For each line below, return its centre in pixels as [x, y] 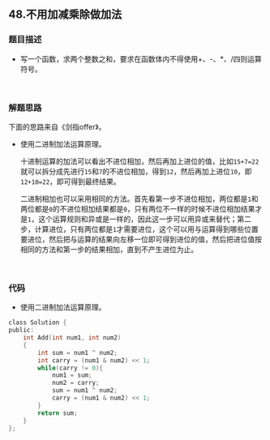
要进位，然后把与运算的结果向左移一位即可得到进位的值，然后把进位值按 [141, 239]
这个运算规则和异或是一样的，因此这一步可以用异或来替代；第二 [144, 219]
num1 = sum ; [72, 375]
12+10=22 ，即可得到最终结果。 [71, 182]
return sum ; [58, 413]
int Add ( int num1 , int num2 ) [72, 338]
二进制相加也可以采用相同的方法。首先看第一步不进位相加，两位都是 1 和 [139, 199]
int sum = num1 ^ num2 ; [77, 352]
